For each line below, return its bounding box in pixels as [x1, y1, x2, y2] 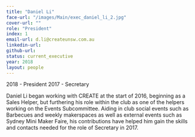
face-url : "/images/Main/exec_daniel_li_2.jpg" [6, 14, 127, 20]
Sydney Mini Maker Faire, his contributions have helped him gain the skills [6, 118, 188, 125]
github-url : [6, 48, 36, 54]
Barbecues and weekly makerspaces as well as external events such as [6, 111, 182, 118]
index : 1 [6, 31, 28, 37]
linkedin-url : [6, 42, 42, 48]
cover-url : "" [6, 20, 42, 26]
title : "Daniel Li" [6, 8, 55, 15]
